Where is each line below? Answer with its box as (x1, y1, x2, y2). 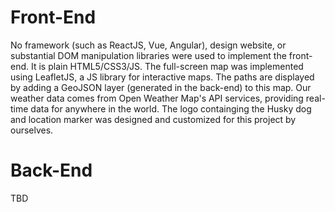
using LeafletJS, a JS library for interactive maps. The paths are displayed (10, 71, 315, 83)
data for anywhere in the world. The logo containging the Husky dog (30, 102, 312, 115)
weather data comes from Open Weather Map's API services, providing (10, 92, 304, 104)
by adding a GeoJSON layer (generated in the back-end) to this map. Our (10, 81, 312, 93)
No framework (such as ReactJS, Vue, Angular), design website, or (10, 39, 287, 51)
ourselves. (10, 124, 54, 136)
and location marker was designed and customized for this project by (10, 113, 297, 125)
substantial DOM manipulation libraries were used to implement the (10, 49, 287, 61)
